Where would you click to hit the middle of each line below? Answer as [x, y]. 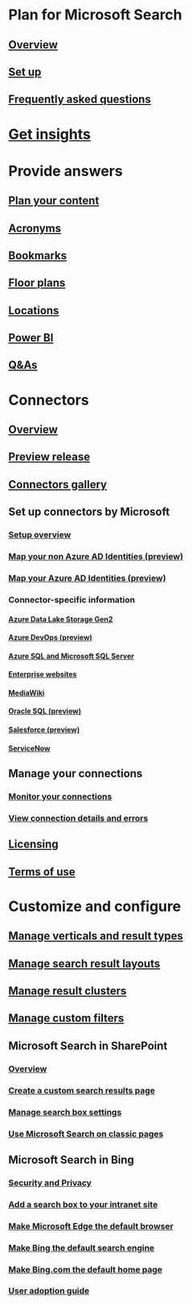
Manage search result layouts [84, 963]
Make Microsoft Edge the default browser [91, 1226]
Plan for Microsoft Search [95, 15]
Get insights [49, 134]
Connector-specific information [71, 600]
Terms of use [42, 872]
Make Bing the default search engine [82, 1248]
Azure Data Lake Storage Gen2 [61, 619]
